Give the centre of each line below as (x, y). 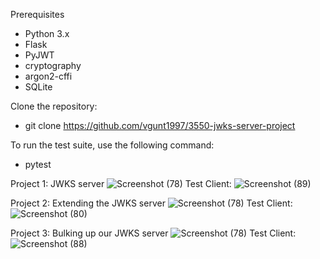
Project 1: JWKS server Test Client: (121, 183)
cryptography (53, 65)
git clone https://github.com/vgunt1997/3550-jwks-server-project (160, 125)
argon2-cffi (48, 76)
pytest (38, 164)
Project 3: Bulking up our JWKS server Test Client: (153, 233)
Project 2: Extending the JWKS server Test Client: (151, 203)
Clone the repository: (54, 106)
